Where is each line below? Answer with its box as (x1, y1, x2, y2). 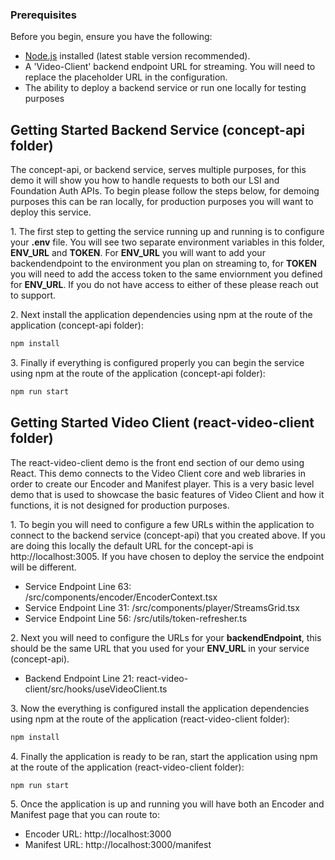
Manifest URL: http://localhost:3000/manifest (24, 839, 212, 851)
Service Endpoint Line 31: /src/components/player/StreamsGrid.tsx (24, 601, 300, 613)
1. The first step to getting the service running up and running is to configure (10, 226, 325, 238)
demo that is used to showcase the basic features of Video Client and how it (10, 488, 325, 500)
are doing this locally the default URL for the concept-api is (10, 539, 254, 552)
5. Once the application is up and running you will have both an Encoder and (10, 798, 325, 810)
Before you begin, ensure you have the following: (10, 31, 213, 43)
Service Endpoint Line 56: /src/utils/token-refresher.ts (24, 612, 248, 624)
